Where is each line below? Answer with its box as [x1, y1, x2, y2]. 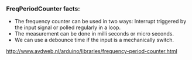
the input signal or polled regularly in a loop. [14, 24, 121, 31]
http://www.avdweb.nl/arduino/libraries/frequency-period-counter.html [6, 48, 177, 55]
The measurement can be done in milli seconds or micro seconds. [14, 30, 174, 37]
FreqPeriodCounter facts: [6, 5, 80, 13]
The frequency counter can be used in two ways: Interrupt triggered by [14, 18, 186, 25]
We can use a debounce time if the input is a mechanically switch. [14, 37, 174, 44]
